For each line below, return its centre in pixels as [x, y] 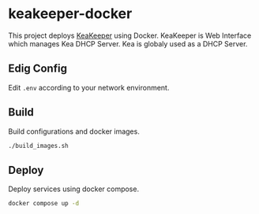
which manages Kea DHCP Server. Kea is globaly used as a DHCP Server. [128, 43]
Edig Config [38, 69]
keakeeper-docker [70, 14]
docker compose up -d [44, 204]
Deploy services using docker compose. [74, 189]
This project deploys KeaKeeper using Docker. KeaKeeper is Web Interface [130, 35]
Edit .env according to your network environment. [89, 87]
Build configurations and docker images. [74, 131]
